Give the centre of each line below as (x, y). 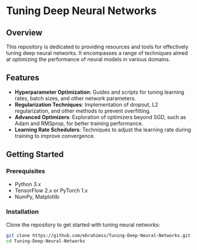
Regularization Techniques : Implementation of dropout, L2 (86, 104)
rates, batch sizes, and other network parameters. (75, 98)
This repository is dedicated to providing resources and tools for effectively (97, 47)
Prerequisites (26, 171)
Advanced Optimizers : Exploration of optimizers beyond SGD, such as (100, 117)
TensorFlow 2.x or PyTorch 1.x (51, 190)
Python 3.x (28, 184)
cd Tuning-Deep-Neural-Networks (46, 241)
